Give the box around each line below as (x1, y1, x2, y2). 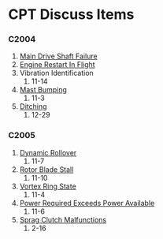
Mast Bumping (19, 85, 67, 95)
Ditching (19, 102, 47, 111)
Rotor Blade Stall (19, 164, 74, 174)
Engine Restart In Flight (19, 60, 96, 69)
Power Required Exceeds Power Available (19, 198, 155, 207)
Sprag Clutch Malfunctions (19, 215, 107, 224)
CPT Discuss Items (8, 6, 135, 24)
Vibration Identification (19, 69, 94, 78)
